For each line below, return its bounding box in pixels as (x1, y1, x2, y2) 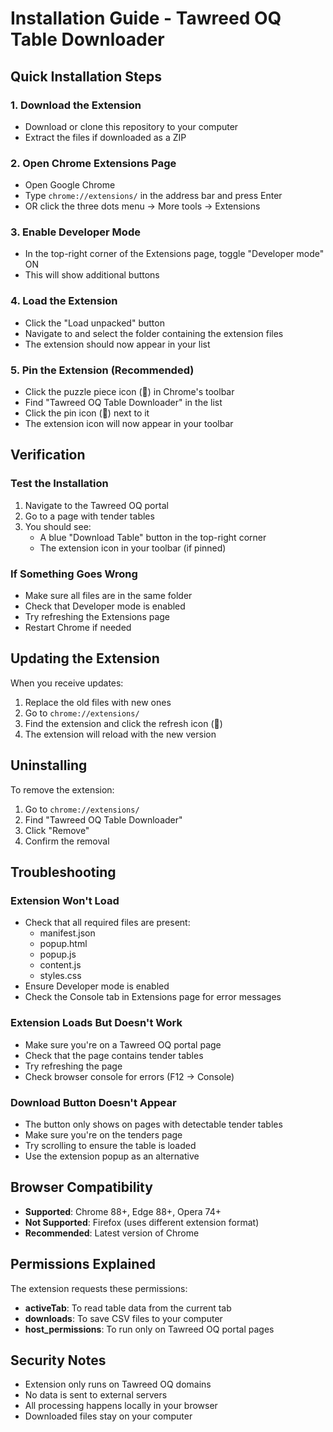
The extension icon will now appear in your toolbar (24, 418, 234, 430)
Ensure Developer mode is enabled (24, 980, 170, 992)
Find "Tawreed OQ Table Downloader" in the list (24, 397, 223, 409)
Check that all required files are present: (24, 917, 191, 929)
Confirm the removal (24, 835, 110, 847)
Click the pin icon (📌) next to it (24, 407, 150, 419)
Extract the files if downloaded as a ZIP (24, 131, 187, 143)
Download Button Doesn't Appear (10, 1095, 177, 1109)
